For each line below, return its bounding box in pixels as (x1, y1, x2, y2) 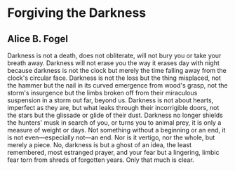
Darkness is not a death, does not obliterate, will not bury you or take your (7, 51, 222, 60)
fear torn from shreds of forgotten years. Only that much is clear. (7, 156, 194, 164)
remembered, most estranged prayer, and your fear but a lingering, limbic (7, 149, 220, 156)
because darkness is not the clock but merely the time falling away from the (7, 67, 227, 74)
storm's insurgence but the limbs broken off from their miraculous (7, 89, 198, 97)
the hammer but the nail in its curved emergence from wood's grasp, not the (7, 81, 228, 89)
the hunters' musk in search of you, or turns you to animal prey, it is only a (7, 118, 222, 127)
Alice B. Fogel (7, 33, 69, 45)
